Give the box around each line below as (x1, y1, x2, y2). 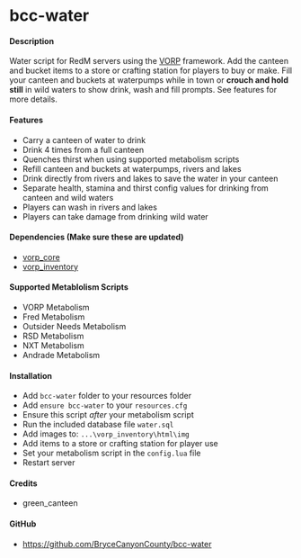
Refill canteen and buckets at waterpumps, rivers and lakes (22, 163, 242, 174)
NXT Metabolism (22, 340, 85, 351)
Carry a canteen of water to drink (22, 134, 146, 145)
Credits (9, 478, 38, 489)
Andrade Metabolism (22, 350, 101, 360)
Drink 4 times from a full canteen (22, 144, 145, 155)
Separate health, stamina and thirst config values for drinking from (22, 182, 270, 193)
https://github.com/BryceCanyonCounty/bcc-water (22, 538, 212, 549)
